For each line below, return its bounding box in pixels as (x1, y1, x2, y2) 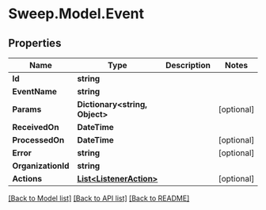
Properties (8, 36, 62, 50)
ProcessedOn (12, 135, 65, 145)
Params (12, 104, 42, 115)
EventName (12, 86, 58, 97)
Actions (12, 174, 42, 184)
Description (165, 60, 211, 71)
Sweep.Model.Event (8, 5, 145, 23)
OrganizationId (12, 160, 70, 171)
